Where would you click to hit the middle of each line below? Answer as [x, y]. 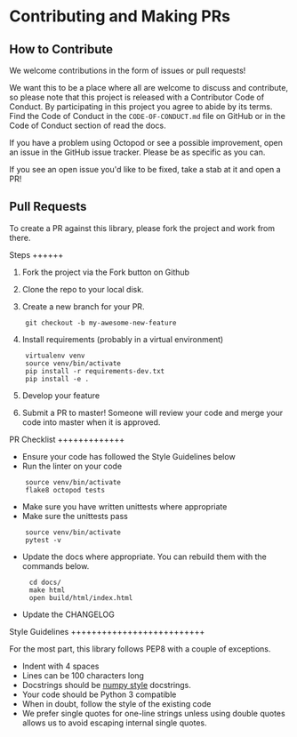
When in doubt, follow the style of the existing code [116, 703]
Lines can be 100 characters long [83, 675]
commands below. [56, 565]
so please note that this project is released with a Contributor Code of [137, 97]
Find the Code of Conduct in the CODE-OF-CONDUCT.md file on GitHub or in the [148, 116]
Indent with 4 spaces [60, 666]
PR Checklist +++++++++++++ [67, 439]
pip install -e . [57, 379]
